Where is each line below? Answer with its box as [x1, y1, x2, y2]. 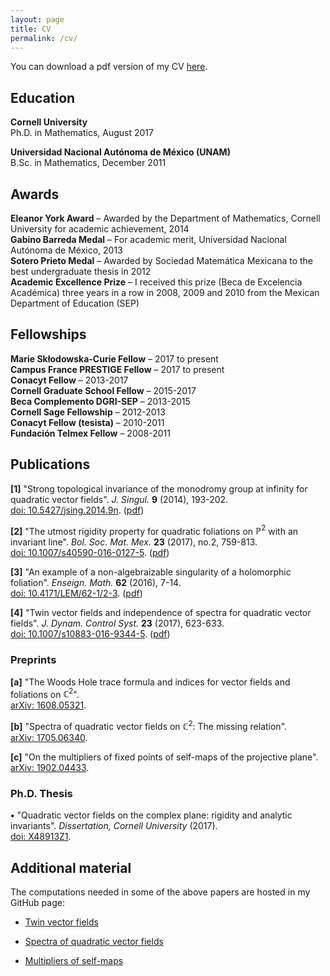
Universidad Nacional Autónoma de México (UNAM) [10, 146, 231, 158]
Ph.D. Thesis [10, 786, 73, 800]
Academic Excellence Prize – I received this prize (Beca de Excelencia [10, 276, 303, 288]
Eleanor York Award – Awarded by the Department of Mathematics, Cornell [10, 212, 321, 224]
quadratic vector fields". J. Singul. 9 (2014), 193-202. [10, 493, 229, 505]
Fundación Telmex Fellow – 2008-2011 [10, 427, 171, 439]
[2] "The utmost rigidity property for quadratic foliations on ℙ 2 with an [10, 523, 299, 537]
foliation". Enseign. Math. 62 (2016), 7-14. [10, 577, 182, 589]
